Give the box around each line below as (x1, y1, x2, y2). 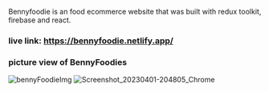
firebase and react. (8, 15, 71, 25)
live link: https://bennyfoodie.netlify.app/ (8, 35, 174, 46)
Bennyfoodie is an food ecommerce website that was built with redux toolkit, (8, 7, 262, 16)
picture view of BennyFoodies (8, 56, 127, 67)
